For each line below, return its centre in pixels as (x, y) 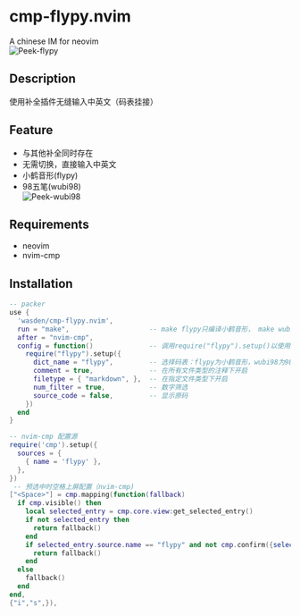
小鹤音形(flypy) (50, 175)
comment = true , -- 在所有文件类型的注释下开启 (140, 371)
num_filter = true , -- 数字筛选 (110, 387)
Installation (41, 283)
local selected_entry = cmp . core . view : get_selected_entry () (139, 511)
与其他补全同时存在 (58, 153)
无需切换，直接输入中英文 (69, 164)
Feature (31, 130)
